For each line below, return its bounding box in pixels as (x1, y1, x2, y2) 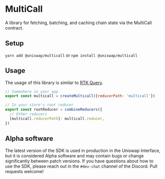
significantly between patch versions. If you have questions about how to (5, 158, 154, 164)
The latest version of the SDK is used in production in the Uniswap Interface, (5, 148, 161, 153)
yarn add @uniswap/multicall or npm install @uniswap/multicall (5, 52, 138, 58)
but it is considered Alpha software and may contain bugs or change (5, 152, 144, 158)
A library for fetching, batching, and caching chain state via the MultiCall (5, 20, 152, 26)
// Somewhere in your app (5, 89, 58, 94)
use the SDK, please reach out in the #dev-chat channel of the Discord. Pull (5, 163, 158, 169)
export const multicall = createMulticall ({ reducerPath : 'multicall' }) (5, 93, 155, 99)
